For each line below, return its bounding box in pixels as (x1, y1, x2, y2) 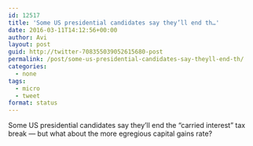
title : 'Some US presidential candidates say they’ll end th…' (8, 19, 220, 27)
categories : (8, 63, 47, 71)
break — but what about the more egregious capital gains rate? (8, 129, 213, 138)
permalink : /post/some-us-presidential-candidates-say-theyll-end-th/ (8, 56, 244, 64)
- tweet (15, 92, 41, 100)
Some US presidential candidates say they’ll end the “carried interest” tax (8, 121, 246, 130)
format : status (8, 99, 58, 107)
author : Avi (8, 33, 47, 42)
